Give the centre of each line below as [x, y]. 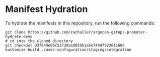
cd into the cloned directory [41, 41]
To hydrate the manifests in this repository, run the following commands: [80, 23]
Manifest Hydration [47, 9]
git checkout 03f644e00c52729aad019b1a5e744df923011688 [65, 45]
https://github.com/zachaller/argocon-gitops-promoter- [87, 32]
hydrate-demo [19, 36]
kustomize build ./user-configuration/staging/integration [68, 49]
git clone [16, 32]
